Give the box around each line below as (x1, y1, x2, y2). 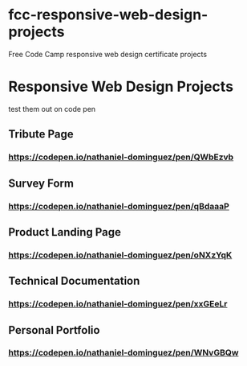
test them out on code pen (8, 104, 96, 113)
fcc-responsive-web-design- (8, 6, 209, 24)
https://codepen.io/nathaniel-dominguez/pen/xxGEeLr (8, 298, 228, 310)
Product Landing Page (8, 225, 122, 239)
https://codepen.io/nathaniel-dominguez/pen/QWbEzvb (8, 151, 234, 162)
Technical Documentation (8, 274, 140, 288)
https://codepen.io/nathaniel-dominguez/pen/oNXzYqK (8, 249, 233, 261)
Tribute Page (8, 127, 74, 142)
